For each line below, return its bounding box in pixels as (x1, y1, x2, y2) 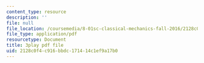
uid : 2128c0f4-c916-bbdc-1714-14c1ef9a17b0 (6, 48, 118, 54)
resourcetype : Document (6, 37, 67, 43)
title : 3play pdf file (6, 43, 64, 49)
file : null (6, 20, 34, 26)
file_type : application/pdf (6, 31, 78, 37)
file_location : (6, 25, 45, 32)
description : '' (6, 14, 47, 20)
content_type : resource (6, 8, 67, 15)
